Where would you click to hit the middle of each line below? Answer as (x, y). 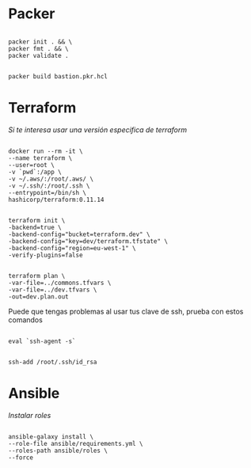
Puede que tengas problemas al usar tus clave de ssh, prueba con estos (126, 311)
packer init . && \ (40, 42)
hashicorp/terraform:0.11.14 (56, 200)
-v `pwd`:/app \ (35, 172)
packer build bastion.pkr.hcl (58, 76)
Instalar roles (30, 415)
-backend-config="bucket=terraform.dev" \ (79, 234)
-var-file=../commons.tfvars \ (60, 283)
